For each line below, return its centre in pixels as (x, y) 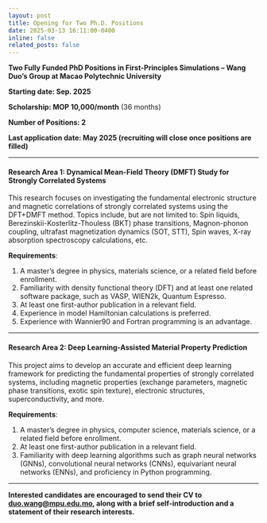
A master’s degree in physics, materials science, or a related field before (138, 271)
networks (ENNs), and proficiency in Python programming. (116, 472)
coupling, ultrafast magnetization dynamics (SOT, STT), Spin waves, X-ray (130, 232)
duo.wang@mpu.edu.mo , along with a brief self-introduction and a (121, 503)
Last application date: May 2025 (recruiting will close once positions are (130, 138)
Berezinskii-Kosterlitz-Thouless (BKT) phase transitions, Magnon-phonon (128, 223)
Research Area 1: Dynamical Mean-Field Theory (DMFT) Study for (119, 172)
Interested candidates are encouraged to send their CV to (105, 494)
